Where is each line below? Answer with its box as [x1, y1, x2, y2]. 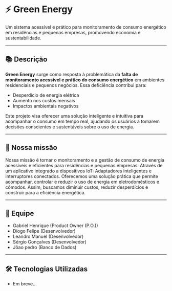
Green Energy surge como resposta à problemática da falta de [5, 71, 138, 77]
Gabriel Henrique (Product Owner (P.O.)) [12, 222, 98, 229]
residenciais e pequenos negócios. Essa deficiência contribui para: [5, 82, 147, 88]
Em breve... [12, 281, 37, 287]
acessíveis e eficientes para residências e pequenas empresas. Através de [5, 162, 163, 168]
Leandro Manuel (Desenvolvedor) [12, 233, 84, 240]
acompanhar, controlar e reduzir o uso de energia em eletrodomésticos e [5, 178, 160, 185]
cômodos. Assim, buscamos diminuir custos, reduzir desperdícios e [5, 184, 148, 190]
